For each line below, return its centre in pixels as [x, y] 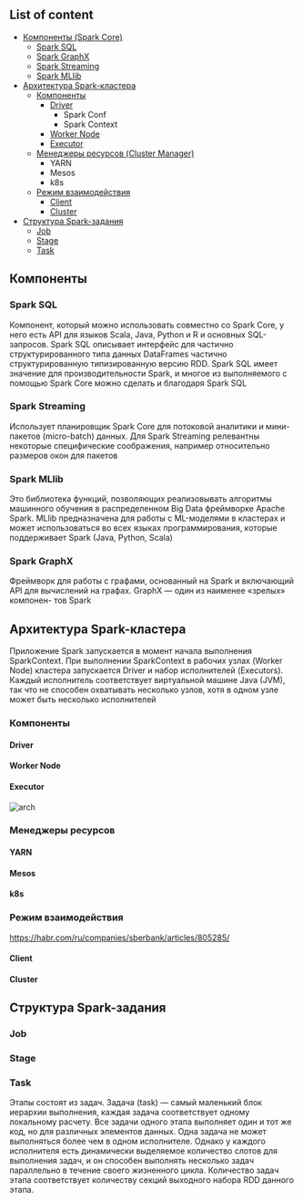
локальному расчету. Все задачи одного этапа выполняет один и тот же [151, 1122]
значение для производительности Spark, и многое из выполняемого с [148, 373]
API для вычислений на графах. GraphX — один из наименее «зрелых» [147, 591]
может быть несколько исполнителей [83, 699]
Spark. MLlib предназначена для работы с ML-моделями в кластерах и [147, 518]
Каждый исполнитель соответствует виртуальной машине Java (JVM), [147, 680]
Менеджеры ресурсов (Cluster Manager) [115, 153]
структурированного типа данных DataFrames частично [118, 354]
